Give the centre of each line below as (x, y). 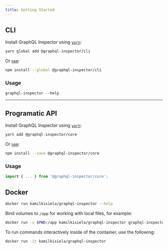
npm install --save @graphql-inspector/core (52, 153)
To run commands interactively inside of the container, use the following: (80, 232)
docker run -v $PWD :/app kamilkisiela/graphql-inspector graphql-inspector (86, 222)
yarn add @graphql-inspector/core (41, 135)
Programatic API (31, 113)
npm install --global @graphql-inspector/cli (53, 70)
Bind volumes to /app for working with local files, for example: (69, 213)
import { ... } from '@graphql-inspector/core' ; (57, 177)
